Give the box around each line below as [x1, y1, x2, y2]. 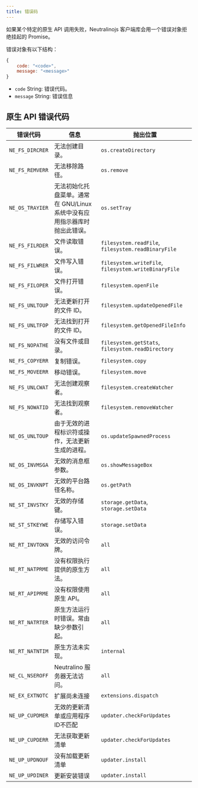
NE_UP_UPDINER [9, 772, 49, 779]
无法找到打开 [54, 317, 90, 325]
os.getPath [101, 481, 131, 488]
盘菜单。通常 [54, 190, 90, 199]
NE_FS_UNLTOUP [9, 302, 49, 309]
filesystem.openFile [101, 282, 159, 288]
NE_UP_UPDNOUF [9, 756, 49, 763]
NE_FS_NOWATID [9, 404, 49, 411]
